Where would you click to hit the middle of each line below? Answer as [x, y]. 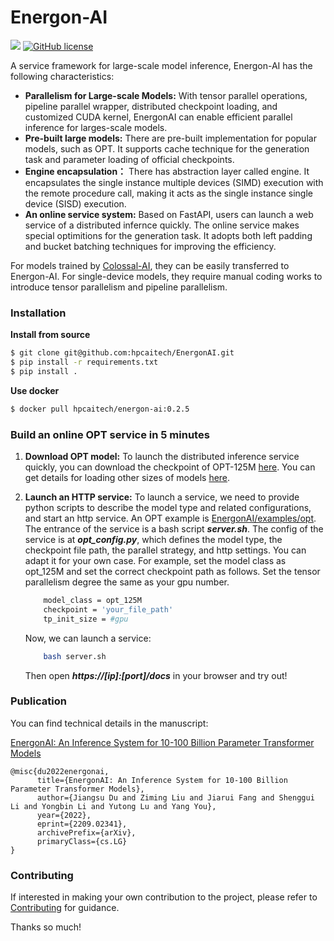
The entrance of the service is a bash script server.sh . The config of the [174, 529]
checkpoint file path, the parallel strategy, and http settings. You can [165, 550]
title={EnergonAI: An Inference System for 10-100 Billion [162, 780]
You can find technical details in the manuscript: [109, 723]
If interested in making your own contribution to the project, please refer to [164, 897]
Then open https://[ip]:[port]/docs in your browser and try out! [156, 675]
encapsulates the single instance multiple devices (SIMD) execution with [174, 182]
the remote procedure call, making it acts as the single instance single [168, 193]
